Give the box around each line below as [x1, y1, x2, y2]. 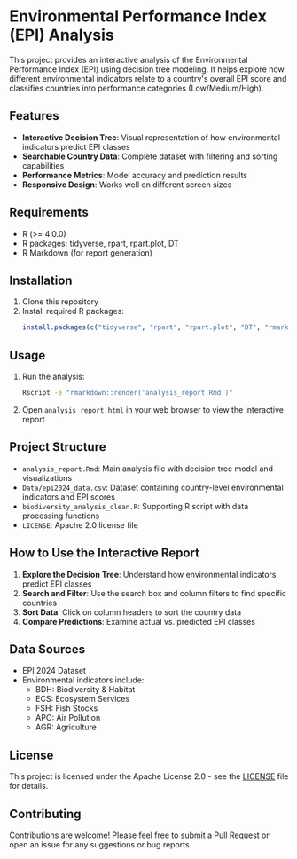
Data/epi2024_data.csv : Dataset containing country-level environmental [21, 482, 284, 493]
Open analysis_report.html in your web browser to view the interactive [21, 404, 284, 414]
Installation [9, 272, 73, 288]
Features [9, 108, 59, 123]
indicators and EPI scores [21, 491, 115, 502]
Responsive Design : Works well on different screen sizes [21, 179, 232, 190]
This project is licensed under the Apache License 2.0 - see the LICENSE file [9, 771, 289, 782]
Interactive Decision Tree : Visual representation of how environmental [21, 131, 281, 143]
